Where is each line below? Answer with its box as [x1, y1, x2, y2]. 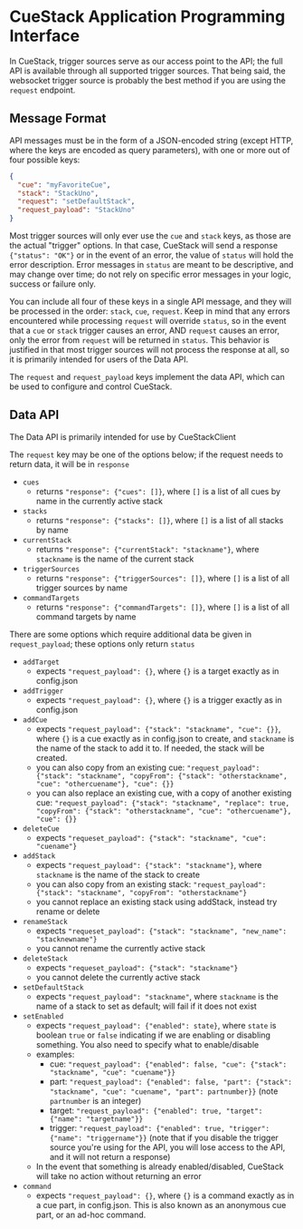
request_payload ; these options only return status [9, 638, 195, 649]
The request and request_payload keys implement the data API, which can [9, 372, 285, 382]
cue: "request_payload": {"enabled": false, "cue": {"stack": [49, 1058, 288, 1069]
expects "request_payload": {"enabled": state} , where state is [35, 1019, 277, 1030]
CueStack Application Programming [9, 6, 286, 27]
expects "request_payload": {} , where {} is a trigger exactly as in [35, 694, 282, 705]
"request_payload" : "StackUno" [17, 206, 136, 215]
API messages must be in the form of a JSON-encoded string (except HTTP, [9, 134, 294, 146]
